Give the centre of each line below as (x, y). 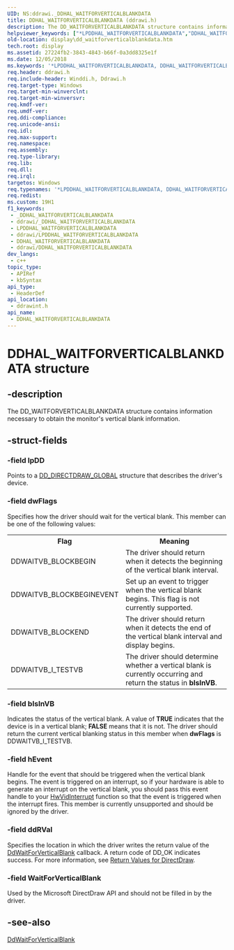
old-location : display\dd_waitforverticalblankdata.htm (90, 40)
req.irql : (22, 176)
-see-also (29, 922)
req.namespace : (29, 144)
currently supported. (159, 607)
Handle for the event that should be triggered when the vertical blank (106, 775)
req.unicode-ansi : (34, 124)
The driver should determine (172, 656)
